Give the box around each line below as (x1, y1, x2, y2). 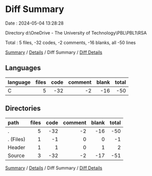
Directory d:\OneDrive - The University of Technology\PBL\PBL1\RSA (5, 30, 147, 36)
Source (8, 152, 25, 159)
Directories (5, 104, 41, 113)
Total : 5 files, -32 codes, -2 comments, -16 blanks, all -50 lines (5, 39, 136, 46)
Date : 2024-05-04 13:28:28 (5, 20, 64, 26)
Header (8, 144, 26, 151)
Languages (5, 64, 41, 72)
